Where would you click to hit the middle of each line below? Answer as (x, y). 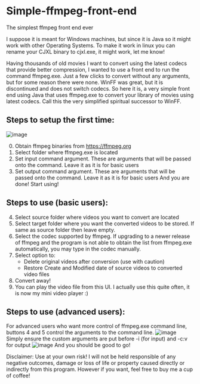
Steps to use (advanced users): (66, 312)
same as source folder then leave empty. (65, 230)
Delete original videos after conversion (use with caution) (94, 261)
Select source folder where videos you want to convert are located (97, 217)
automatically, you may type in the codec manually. (78, 249)
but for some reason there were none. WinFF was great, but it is (84, 82)
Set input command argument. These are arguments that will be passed (103, 159)
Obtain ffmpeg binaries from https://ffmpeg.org (73, 146)
